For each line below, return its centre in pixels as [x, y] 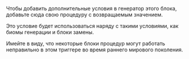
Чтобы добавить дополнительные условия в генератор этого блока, [92, 8]
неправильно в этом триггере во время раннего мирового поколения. [95, 50]
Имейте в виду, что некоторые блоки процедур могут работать [86, 44]
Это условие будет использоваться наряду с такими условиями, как [92, 26]
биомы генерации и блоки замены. [50, 32]
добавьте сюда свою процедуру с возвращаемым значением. [85, 15]
